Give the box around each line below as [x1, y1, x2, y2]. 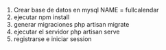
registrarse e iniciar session [13, 35, 92, 43]
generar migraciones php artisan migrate [13, 21, 130, 28]
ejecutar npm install [13, 13, 70, 21]
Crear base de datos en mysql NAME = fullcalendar [13, 6, 159, 14]
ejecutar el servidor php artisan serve [13, 27, 120, 36]
